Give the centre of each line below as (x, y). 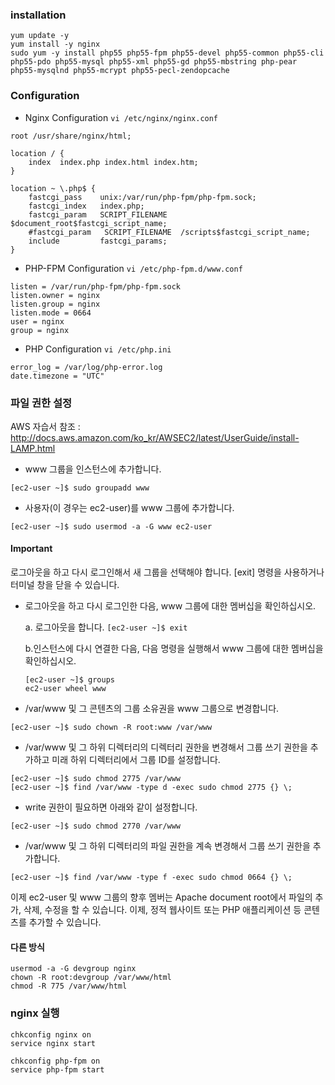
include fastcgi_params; (98, 241)
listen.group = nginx (55, 304)
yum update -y (40, 36)
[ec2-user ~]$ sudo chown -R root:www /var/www (111, 728)
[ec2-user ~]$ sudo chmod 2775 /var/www (96, 779)
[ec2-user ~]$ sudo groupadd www (80, 488)
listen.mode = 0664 (51, 313)
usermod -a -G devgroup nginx (73, 969)
